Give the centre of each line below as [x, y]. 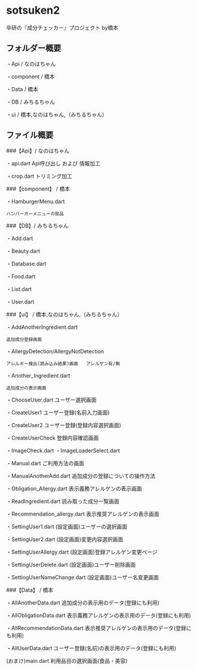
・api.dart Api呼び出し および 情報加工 [53, 163]
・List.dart [19, 289]
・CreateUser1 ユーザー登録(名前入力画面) [58, 412]
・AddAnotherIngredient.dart [42, 327]
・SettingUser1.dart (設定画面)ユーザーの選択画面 [67, 526]
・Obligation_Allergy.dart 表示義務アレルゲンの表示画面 [74, 488]
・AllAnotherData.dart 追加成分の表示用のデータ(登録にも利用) [83, 603]
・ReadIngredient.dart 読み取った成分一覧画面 [63, 501]
